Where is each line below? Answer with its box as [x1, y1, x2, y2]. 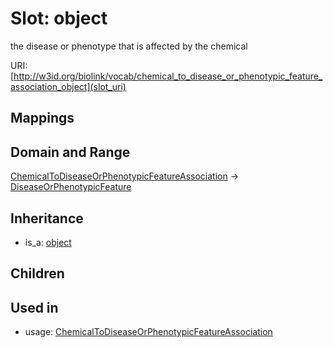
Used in [10, 299, 59, 316]
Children [10, 265, 65, 282]
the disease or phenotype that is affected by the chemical [10, 40, 248, 52]
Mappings [10, 110, 75, 127]
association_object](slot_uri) [10, 80, 127, 92]
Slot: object [10, 7, 108, 30]
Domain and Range [10, 143, 131, 161]
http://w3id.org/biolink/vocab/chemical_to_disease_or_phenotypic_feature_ [13, 70, 323, 82]
